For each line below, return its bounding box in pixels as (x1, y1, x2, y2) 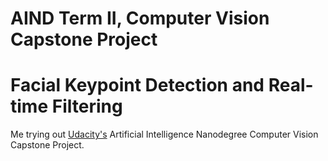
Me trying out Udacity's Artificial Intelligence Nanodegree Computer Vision (10, 128, 319, 141)
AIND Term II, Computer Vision (10, 7, 270, 30)
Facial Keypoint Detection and (10, 74, 265, 97)
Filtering (51, 95, 123, 118)
